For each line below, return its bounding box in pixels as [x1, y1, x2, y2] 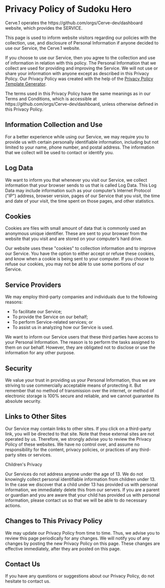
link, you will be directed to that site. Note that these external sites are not [5, 431, 155, 437]
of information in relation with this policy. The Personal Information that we [5, 60, 157, 66]
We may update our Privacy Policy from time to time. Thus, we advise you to [5, 530, 160, 536]
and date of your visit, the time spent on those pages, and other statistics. [5, 198, 155, 204]
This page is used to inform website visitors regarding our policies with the [5, 35, 157, 41]
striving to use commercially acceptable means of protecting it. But [5, 382, 141, 388]
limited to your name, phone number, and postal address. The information [5, 144, 155, 150]
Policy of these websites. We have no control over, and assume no [5, 441, 140, 447]
